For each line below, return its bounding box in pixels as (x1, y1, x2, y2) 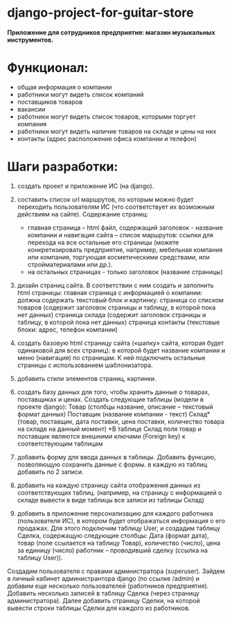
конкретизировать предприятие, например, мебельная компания (27, 245, 223, 254)
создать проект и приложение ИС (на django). (17, 182, 154, 190)
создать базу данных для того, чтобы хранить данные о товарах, (17, 387, 210, 396)
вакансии (17, 105, 46, 113)
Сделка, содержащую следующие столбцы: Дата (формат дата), (17, 531, 209, 539)
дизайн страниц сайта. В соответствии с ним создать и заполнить (17, 281, 214, 289)
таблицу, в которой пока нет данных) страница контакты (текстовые (17, 318, 220, 326)
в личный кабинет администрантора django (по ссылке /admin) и (7, 574, 199, 582)
